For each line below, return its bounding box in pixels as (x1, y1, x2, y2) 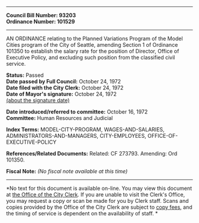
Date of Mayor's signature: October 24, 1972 (6, 91, 117, 98)
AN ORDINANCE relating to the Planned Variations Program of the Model (6, 35, 183, 42)
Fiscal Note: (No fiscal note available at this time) (6, 168, 128, 174)
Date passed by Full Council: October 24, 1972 (6, 78, 121, 85)
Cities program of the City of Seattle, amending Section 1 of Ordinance (6, 41, 178, 48)
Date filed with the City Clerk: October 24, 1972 (6, 84, 124, 91)
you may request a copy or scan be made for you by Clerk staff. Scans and (6, 198, 189, 204)
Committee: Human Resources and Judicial (6, 115, 113, 121)
